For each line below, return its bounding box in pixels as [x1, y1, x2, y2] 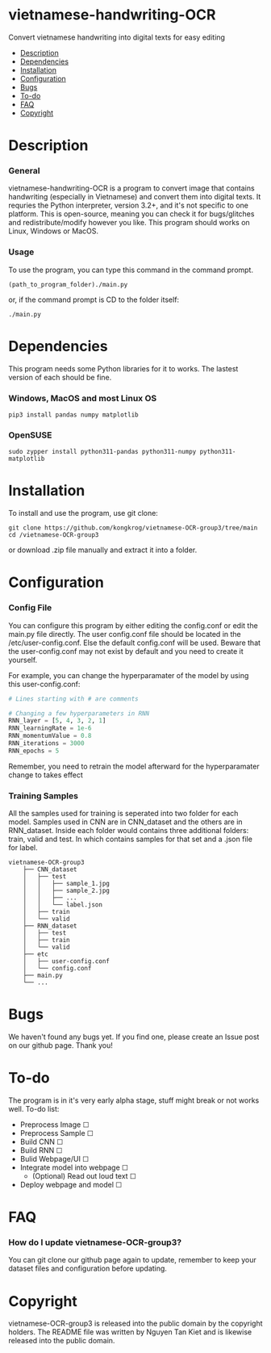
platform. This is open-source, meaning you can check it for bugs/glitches [8, 209, 255, 219]
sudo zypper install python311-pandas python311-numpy [8, 448, 197, 456]
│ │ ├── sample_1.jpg [23, 880, 110, 888]
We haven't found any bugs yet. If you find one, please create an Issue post [8, 1032, 260, 1042]
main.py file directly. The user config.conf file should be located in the [8, 629, 241, 639]
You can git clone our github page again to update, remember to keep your [8, 1255, 256, 1265]
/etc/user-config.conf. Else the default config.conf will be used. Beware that [8, 638, 261, 647]
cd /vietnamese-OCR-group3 [8, 531, 99, 539]
